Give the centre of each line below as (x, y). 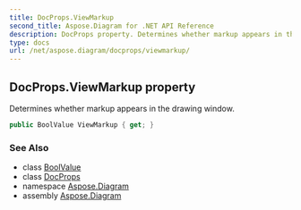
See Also (29, 147)
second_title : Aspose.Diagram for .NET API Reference (112, 26)
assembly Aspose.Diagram (72, 196)
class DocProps (51, 177)
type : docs (30, 42)
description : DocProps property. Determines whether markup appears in (146, 34)
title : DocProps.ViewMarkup (62, 17)
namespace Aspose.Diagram (76, 186)
